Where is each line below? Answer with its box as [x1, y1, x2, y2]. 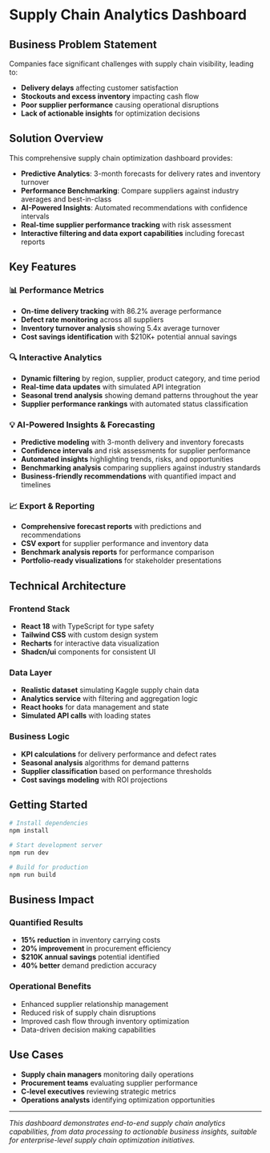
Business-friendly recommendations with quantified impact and [20, 471, 236, 481]
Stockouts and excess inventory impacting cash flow [20, 92, 199, 101]
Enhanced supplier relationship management [20, 999, 169, 1008]
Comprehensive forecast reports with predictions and [20, 522, 202, 532]
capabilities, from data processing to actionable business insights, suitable [9, 1127, 257, 1136]
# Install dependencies [9, 819, 89, 828]
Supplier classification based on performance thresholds [20, 766, 212, 776]
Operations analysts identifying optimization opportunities [20, 1094, 216, 1105]
